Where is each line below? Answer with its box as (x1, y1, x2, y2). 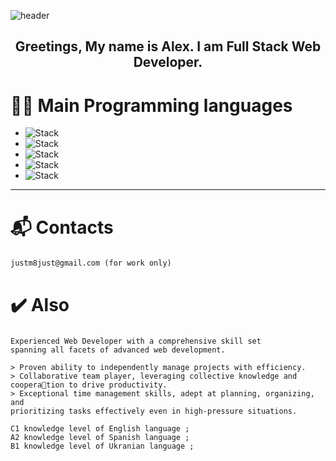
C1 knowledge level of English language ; (10, 423, 190, 434)
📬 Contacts (10, 216, 114, 239)
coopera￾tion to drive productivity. (10, 380, 168, 390)
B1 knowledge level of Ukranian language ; (10, 441, 195, 451)
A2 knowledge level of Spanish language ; (10, 432, 190, 442)
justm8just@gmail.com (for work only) (10, 258, 172, 269)
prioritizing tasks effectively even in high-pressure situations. (10, 406, 298, 416)
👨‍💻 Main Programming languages (10, 94, 293, 117)
